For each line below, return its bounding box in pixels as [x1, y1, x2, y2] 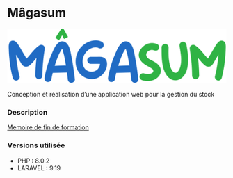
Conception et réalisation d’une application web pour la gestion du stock [7, 90, 215, 98]
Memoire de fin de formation [7, 123, 89, 131]
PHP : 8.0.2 [17, 156, 50, 165]
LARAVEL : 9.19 [17, 163, 61, 172]
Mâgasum [7, 5, 66, 21]
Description [7, 107, 48, 117]
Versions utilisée [7, 140, 65, 150]
